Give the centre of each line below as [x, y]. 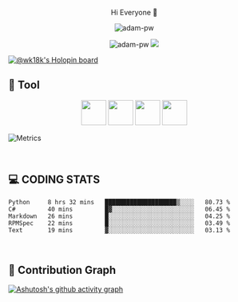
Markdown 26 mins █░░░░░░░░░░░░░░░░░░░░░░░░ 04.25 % [119, 216]
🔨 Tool [24, 85]
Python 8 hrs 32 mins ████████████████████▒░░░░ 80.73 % [119, 202]
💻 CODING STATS [54, 180]
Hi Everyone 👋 [134, 12]
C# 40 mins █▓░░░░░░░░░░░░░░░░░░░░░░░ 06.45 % [119, 209]
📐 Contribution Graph [62, 270]
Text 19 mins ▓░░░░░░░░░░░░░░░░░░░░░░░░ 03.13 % [119, 230]
